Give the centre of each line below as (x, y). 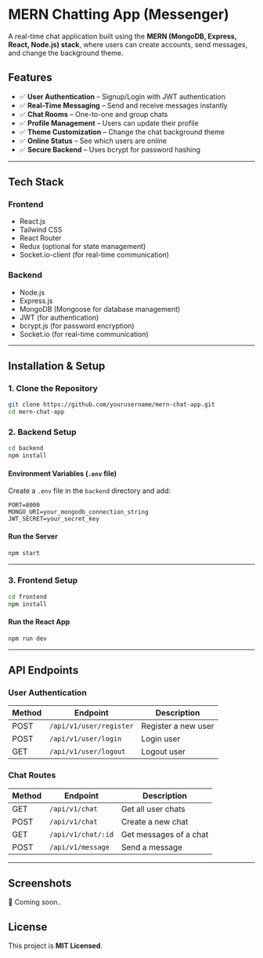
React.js (32, 221)
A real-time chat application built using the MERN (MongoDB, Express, (122, 36)
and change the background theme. (66, 53)
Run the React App (39, 622)
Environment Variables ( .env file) (63, 474)
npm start (24, 553)
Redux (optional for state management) (83, 247)
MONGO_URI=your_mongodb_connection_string (78, 512)
